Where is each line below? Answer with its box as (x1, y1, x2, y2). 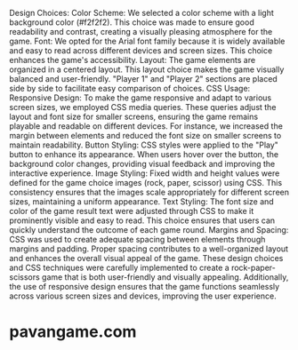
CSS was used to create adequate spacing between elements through (9, 235, 266, 244)
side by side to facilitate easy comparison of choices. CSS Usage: (9, 84, 251, 93)
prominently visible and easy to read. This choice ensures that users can (9, 215, 276, 226)
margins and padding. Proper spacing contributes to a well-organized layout (9, 243, 289, 254)
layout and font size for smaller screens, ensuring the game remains (9, 111, 259, 122)
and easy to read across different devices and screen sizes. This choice (9, 45, 273, 56)
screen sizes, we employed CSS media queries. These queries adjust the (9, 102, 277, 112)
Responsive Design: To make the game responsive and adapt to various (9, 92, 272, 103)
